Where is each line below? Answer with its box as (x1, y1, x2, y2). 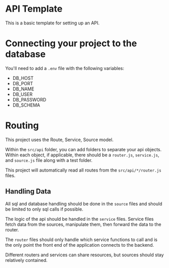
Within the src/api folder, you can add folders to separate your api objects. (5, 146, 162, 152)
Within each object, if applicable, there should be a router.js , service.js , (5, 152, 159, 158)
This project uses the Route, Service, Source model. (5, 137, 114, 143)
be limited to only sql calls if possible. (5, 206, 83, 212)
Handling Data (5, 187, 52, 196)
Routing (5, 120, 39, 131)
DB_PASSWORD (12, 96, 47, 103)
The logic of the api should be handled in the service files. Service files (5, 216, 154, 222)
